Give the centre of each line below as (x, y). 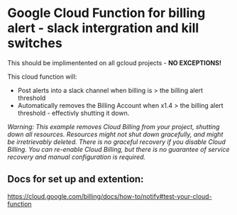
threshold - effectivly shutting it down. (73, 113)
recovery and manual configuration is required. (77, 157)
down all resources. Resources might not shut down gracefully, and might (115, 134)
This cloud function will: (42, 77)
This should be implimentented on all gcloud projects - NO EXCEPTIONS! (115, 62)
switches (35, 43)
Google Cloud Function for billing (106, 13)
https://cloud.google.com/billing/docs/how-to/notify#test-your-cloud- (110, 196)
